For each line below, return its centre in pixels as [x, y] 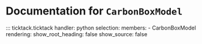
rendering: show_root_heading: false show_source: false [77, 34]
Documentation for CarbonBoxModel [94, 11]
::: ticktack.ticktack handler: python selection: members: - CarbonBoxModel [101, 28]
